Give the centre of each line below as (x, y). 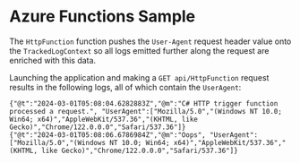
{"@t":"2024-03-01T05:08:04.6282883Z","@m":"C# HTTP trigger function (144, 103)
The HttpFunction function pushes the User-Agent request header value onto (150, 41)
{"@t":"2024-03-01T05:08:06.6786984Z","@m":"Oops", (107, 135)
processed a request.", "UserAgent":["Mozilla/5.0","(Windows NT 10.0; (146, 111)
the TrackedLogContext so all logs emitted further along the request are (139, 50)
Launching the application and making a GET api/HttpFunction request (139, 77)
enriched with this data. (53, 60)
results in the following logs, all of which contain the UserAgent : (125, 87)
